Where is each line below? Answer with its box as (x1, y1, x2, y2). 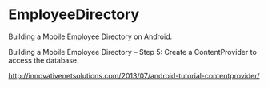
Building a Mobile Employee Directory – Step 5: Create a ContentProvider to (8, 47, 258, 56)
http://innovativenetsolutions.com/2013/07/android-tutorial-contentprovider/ (8, 71, 260, 80)
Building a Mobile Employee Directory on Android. (8, 32, 173, 41)
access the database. (8, 55, 79, 65)
